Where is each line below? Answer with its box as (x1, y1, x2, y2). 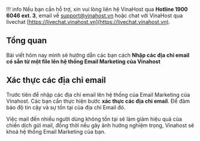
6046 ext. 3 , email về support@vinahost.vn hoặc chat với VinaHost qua (6, 12, 183, 19)
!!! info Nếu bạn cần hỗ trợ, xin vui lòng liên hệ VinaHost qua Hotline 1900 (6, 6, 188, 13)
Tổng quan (6, 36, 47, 46)
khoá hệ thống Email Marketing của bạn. (6, 128, 106, 135)
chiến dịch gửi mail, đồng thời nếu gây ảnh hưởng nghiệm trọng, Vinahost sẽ (6, 121, 195, 128)
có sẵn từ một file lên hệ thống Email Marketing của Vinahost (6, 57, 160, 65)
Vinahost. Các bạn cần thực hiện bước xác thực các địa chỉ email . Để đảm (6, 97, 190, 105)
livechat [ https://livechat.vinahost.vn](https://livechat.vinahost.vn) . (6, 19, 171, 25)
